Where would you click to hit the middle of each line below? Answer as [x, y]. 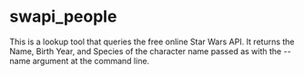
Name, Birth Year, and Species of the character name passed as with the [146, 51]
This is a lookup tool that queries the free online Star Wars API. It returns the [152, 42]
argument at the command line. [91, 61]
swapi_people [63, 17]
